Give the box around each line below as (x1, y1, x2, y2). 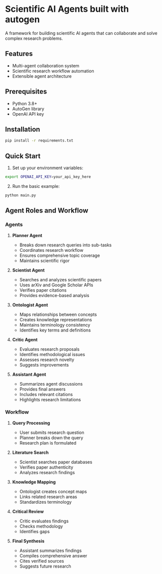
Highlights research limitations (19, 396, 81, 402)
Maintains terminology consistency (19, 322, 91, 328)
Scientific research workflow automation (12, 68, 94, 74)
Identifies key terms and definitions (19, 327, 91, 333)
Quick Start (5, 151, 41, 160)
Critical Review (12, 508, 44, 514)
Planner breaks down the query (19, 434, 83, 441)
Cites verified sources (19, 558, 64, 564)
